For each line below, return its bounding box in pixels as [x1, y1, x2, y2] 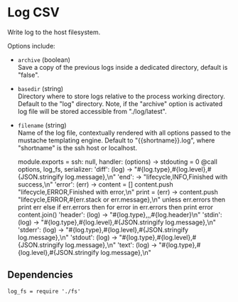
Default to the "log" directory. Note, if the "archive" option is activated [17, 99, 223, 108]
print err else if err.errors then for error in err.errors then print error [17, 202, 214, 211]
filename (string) [17, 120, 67, 129]
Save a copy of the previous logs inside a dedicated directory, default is [17, 63, 228, 71]
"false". [17, 71, 40, 79]
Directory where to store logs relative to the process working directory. [17, 92, 225, 100]
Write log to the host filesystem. [7, 28, 101, 36]
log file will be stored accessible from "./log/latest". [17, 107, 167, 115]
